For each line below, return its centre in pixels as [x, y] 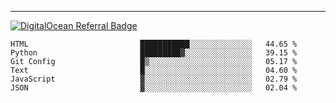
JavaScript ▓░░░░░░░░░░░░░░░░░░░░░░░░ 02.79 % [154, 79]
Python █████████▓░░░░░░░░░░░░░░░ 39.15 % [154, 53]
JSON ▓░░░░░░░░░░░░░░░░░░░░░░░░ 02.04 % [154, 88]
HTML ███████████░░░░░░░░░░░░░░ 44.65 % [154, 44]
